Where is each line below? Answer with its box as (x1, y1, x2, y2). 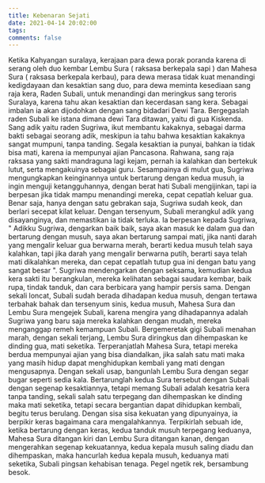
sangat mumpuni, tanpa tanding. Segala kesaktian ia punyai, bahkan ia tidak (8, 139, 256, 149)
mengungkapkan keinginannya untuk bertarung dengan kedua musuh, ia (8, 173, 245, 183)
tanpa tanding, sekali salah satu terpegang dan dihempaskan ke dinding (8, 392, 243, 401)
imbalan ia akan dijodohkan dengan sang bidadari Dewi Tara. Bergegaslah (8, 106, 249, 116)
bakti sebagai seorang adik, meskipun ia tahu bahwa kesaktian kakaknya (8, 131, 245, 141)
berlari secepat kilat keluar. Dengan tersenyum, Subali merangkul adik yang (8, 207, 255, 216)
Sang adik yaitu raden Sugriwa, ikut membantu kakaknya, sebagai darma (8, 123, 246, 132)
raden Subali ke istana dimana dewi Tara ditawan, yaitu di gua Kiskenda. (8, 114, 244, 124)
